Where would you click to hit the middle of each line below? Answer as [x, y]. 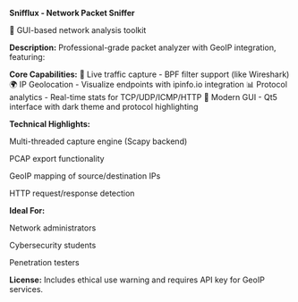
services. [26, 289]
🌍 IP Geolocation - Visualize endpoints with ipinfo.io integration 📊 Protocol [149, 84]
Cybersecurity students [53, 245]
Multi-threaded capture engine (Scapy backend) [98, 141]
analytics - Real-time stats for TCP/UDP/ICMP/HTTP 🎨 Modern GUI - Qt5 [143, 97]
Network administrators [53, 228]
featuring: [27, 57]
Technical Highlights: [50, 124]
